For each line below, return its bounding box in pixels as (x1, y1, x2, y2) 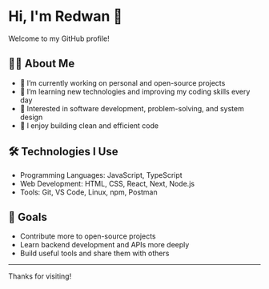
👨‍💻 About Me (8, 57, 75, 70)
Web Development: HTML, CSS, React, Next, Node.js (19, 179, 195, 188)
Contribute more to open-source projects (19, 231, 156, 241)
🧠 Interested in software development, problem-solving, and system (19, 103, 244, 113)
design (19, 112, 43, 122)
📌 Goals (8, 210, 48, 223)
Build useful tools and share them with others (19, 248, 170, 259)
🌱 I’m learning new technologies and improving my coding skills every (19, 86, 251, 96)
